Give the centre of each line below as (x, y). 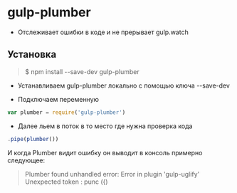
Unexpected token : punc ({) (66, 182)
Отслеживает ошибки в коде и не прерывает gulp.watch (103, 32)
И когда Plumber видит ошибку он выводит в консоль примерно (105, 152)
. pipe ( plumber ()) (33, 139)
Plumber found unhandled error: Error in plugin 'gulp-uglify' (112, 174)
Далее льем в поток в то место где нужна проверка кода (105, 126)
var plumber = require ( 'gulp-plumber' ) (67, 112)
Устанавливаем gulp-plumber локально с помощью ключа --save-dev (123, 85)
